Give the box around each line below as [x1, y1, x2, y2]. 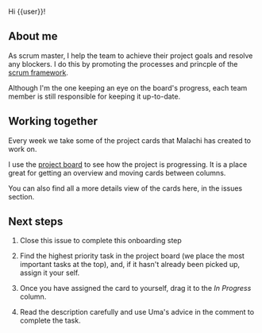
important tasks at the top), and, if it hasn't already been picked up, [19, 260, 241, 269]
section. [8, 192, 35, 201]
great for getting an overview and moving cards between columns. [8, 168, 226, 177]
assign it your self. [19, 268, 80, 277]
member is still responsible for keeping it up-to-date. [8, 91, 181, 101]
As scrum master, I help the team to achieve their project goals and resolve [8, 51, 253, 60]
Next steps [8, 215, 64, 229]
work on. [8, 144, 37, 153]
